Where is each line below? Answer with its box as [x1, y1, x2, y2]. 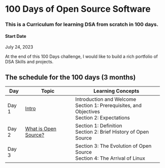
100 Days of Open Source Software [5, 3, 151, 15]
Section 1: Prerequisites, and [75, 102, 142, 109]
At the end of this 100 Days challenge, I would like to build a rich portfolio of [5, 54, 158, 59]
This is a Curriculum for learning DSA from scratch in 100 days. [5, 21, 159, 28]
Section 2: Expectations [75, 114, 130, 121]
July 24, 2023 [5, 44, 33, 50]
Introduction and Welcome [75, 96, 137, 103]
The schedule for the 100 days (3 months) [5, 73, 136, 82]
